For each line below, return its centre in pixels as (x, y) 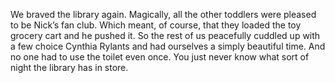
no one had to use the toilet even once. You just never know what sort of (160, 57)
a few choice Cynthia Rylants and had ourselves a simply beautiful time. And (168, 46)
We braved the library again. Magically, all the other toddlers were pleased (163, 14)
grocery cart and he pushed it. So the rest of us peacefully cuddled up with (165, 35)
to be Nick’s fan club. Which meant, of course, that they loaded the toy (156, 25)
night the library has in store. (69, 67)
